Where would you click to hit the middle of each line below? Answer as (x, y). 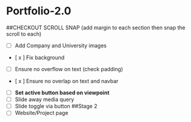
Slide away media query (44, 99)
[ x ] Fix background (39, 57)
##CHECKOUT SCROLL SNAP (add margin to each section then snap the (96, 28)
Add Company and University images (61, 45)
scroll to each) (24, 33)
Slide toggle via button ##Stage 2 (56, 106)
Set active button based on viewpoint (62, 93)
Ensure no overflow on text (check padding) (69, 69)
